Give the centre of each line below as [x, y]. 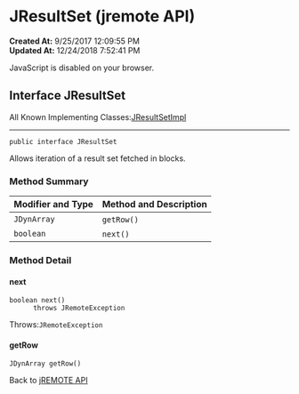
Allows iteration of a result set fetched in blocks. [97, 158]
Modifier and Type [53, 205]
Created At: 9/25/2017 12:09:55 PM [75, 41]
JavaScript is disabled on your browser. [82, 68]
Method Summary [49, 181]
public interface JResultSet [63, 141]
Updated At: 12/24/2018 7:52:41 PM [75, 50]
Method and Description [154, 205]
